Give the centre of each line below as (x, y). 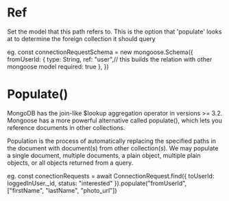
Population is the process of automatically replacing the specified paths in (112, 141)
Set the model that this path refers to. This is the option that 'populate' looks (114, 31)
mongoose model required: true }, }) (58, 66)
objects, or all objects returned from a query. (70, 163)
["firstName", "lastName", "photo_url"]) (62, 190)
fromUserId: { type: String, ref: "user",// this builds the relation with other (110, 59)
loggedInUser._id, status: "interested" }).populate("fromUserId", (97, 183)
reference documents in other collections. (66, 127)
